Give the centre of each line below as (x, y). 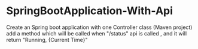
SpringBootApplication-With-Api (90, 11)
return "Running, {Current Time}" (47, 40)
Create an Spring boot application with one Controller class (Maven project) (99, 27)
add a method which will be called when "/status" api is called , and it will (97, 33)
